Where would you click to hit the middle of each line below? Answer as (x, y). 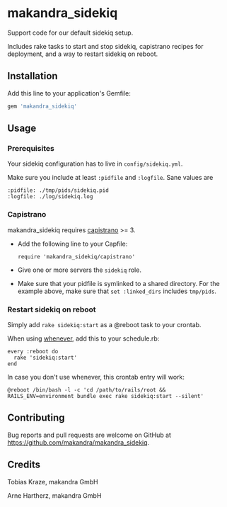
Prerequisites (31, 148)
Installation (33, 76)
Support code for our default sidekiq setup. (70, 33)
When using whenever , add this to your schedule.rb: (83, 338)
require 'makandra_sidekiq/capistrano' (76, 256)
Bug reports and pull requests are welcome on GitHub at (89, 435)
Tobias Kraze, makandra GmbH (53, 482)
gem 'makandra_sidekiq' (42, 106)
